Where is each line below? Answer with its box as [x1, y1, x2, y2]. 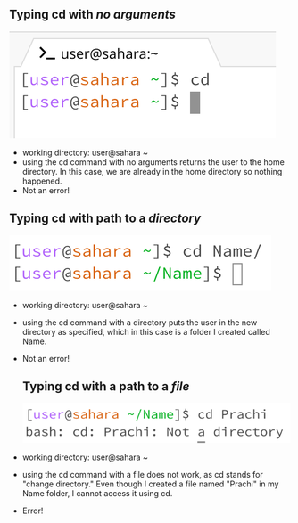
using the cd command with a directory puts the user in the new [21, 316, 258, 328]
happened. [21, 176, 62, 186]
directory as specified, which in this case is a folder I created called [21, 326, 270, 337]
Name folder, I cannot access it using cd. [21, 488, 173, 499]
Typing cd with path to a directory [9, 211, 202, 226]
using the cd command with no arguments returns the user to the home [21, 156, 286, 168]
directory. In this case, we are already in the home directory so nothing [21, 166, 283, 176]
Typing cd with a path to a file [21, 379, 190, 395]
